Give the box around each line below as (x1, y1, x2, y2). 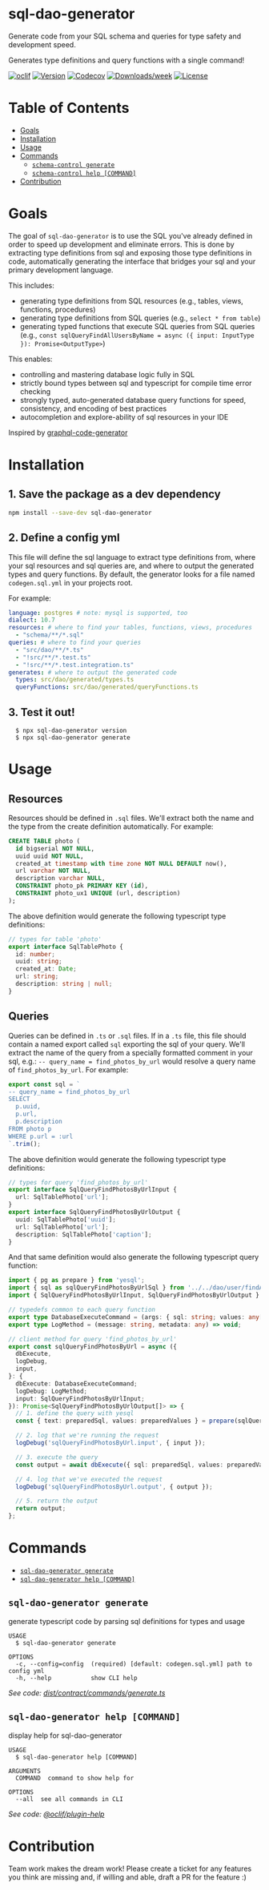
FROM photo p (8, 1124, 52, 1133)
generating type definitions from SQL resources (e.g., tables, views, (19, 296, 244, 305)
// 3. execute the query (15, 1453, 98, 1462)
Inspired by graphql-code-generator (8, 428, 128, 437)
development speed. (8, 39, 76, 49)
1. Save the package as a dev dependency (8, 488, 222, 501)
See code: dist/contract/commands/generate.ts (8, 1687, 166, 1698)
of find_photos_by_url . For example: (8, 1064, 129, 1074)
